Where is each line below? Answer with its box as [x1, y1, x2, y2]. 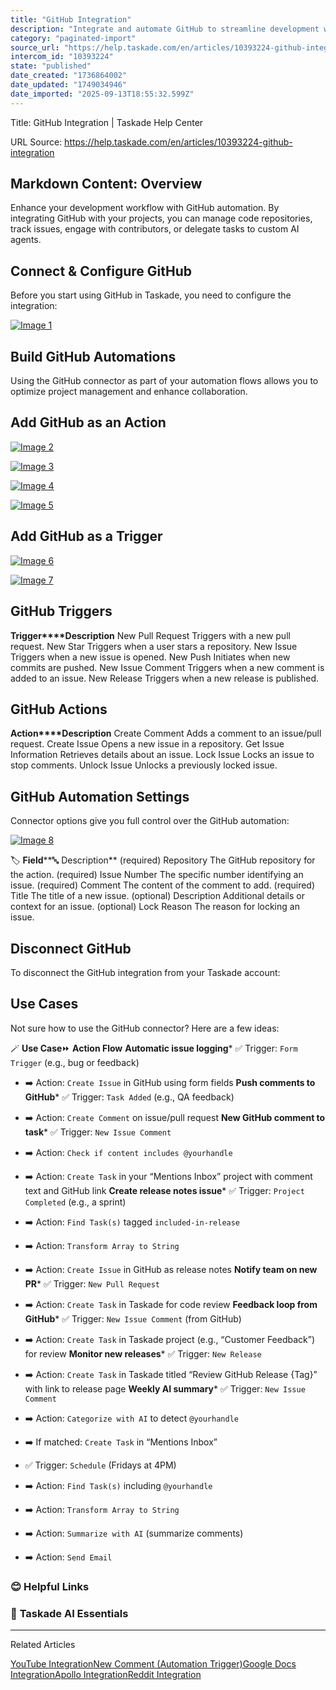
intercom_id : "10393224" [10, 52, 114, 62]
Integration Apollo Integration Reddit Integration [10, 1668, 202, 1680]
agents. [10, 234, 42, 246]
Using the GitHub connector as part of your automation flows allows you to [10, 375, 319, 387]
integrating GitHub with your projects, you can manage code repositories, [10, 212, 313, 225]
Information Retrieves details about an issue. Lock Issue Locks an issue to [10, 749, 315, 761]
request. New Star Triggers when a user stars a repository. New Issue [10, 640, 298, 652]
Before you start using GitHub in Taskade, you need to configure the [10, 289, 292, 301]
